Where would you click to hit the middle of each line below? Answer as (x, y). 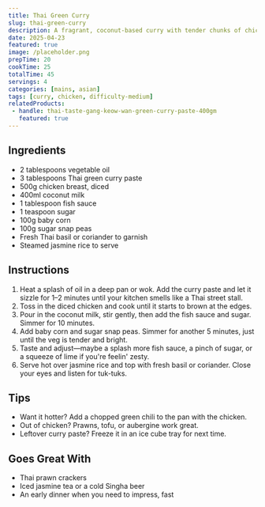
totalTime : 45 (32, 74)
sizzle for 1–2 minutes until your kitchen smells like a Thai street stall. (131, 297)
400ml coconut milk (52, 195)
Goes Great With (50, 458)
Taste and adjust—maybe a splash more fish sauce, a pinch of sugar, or (136, 348)
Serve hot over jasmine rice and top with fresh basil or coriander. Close (135, 365)
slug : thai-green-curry (47, 23)
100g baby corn (45, 220)
